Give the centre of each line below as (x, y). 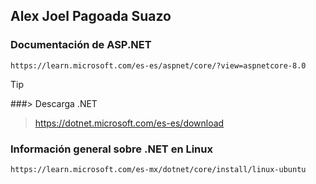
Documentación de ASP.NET (81, 45)
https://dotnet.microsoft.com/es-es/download (129, 123)
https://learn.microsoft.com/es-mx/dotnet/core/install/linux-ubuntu (158, 169)
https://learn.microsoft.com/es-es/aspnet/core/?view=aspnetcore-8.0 (158, 65)
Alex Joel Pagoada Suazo (91, 16)
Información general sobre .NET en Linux (111, 149)
